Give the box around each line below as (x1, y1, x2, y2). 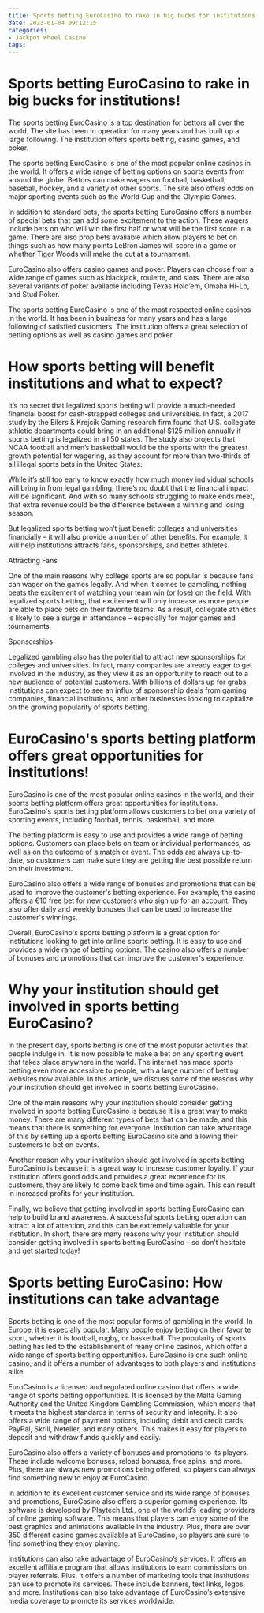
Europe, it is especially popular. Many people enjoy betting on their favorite (8, 1325, 251, 1334)
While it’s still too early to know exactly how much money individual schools (8, 475, 254, 484)
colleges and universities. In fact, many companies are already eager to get (8, 660, 253, 670)
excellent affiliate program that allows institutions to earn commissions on (8, 1562, 247, 1572)
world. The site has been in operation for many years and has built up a (8, 126, 240, 136)
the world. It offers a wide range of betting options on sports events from (8, 167, 245, 176)
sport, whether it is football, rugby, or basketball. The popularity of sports (8, 1333, 247, 1343)
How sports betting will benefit (8, 358, 214, 376)
